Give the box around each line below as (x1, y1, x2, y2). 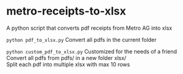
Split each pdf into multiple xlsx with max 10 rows (6, 61, 130, 68)
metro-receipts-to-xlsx (6, 4, 126, 18)
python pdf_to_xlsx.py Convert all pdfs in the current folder (6, 36, 157, 43)
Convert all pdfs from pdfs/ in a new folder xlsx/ (6, 54, 127, 61)
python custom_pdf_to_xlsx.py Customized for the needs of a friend (6, 47, 178, 55)
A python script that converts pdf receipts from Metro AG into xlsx (6, 24, 173, 32)
